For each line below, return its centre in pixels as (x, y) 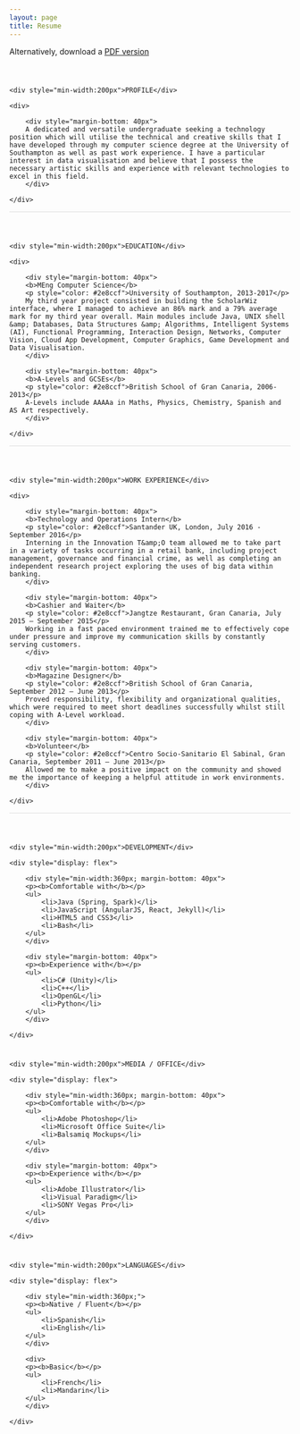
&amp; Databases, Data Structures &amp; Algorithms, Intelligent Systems (150, 324)
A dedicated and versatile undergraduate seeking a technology (146, 129)
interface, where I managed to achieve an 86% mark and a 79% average (143, 308)
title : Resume (36, 26)
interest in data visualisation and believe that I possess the (131, 160)
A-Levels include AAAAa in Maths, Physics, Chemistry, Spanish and (153, 402)
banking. (25, 574)
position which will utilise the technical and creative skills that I (145, 137)
